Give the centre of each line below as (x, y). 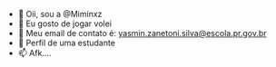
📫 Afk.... (34, 53)
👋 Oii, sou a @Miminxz (60, 14)
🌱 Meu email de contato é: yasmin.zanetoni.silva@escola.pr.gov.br (142, 33)
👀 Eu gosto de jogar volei (64, 24)
